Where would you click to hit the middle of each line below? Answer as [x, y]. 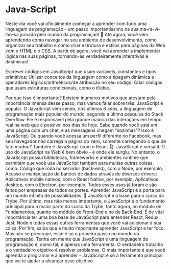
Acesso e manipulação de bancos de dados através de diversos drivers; [81, 174]
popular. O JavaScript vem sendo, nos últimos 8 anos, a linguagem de [79, 108]
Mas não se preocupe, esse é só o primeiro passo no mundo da [72, 233]
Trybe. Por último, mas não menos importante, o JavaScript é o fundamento [85, 201]
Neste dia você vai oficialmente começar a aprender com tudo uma [76, 24]
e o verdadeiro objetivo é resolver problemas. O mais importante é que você [85, 250]
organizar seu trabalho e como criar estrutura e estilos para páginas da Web [86, 45]
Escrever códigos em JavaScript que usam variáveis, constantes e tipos [81, 71]
